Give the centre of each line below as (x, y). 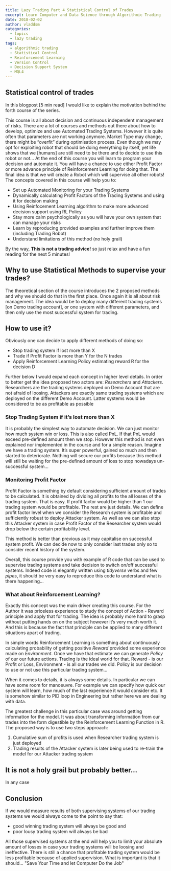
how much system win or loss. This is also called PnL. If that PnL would (80, 434)
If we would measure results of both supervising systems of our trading (80, 811)
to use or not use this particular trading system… (56, 670)
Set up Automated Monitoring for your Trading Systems (71, 190)
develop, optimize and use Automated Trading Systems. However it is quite (84, 131)
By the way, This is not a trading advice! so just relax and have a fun (78, 249)
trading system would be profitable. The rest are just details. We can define (84, 507)
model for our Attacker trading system (53, 754)
